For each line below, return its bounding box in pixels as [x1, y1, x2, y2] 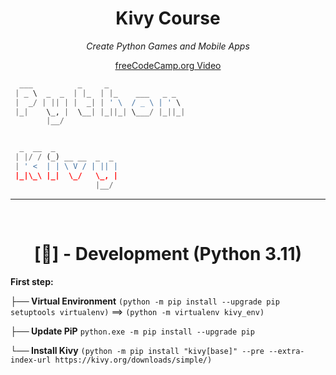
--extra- [268, 346, 305, 356]
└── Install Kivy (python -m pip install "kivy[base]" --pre [10, 344, 265, 356]
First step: [10, 275, 54, 287]
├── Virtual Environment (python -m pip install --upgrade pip [10, 295, 280, 307]
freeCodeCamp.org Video [114, 59, 222, 71]
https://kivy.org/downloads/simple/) [54, 355, 213, 365]
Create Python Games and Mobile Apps [86, 40, 250, 52]
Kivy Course [115, 7, 221, 30]
